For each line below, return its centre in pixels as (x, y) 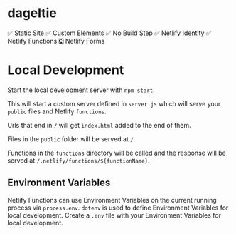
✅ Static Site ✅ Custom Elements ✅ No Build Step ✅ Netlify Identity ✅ (109, 33)
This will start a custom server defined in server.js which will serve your (114, 103)
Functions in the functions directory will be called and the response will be (117, 153)
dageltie (32, 13)
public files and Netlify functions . (57, 111)
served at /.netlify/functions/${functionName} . (79, 160)
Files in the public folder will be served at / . (71, 139)
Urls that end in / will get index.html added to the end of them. (100, 125)
